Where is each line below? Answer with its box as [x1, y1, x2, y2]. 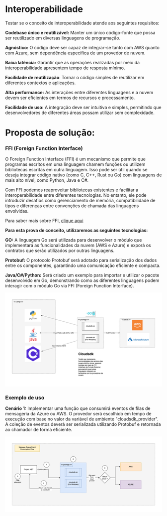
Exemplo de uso [5, 394, 45, 401]
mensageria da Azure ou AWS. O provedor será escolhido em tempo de [5, 410, 152, 416]
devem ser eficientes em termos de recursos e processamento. [5, 95, 135, 101]
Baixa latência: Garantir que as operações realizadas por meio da [5, 59, 140, 65]
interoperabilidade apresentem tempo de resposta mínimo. [5, 65, 125, 71]
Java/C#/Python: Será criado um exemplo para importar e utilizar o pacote [5, 272, 160, 278]
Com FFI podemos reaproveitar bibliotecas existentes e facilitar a [5, 187, 138, 193]
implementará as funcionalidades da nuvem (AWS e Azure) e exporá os [5, 243, 151, 249]
